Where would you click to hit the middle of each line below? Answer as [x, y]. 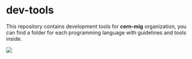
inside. [14, 39]
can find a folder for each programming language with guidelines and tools [96, 32]
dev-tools [30, 10]
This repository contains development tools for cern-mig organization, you [96, 26]
